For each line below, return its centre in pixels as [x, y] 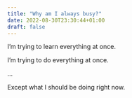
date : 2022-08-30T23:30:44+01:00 [56, 20]
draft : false [26, 27]
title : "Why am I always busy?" [54, 14]
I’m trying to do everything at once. [58, 60]
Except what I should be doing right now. [66, 87]
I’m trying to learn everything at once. [61, 47]
